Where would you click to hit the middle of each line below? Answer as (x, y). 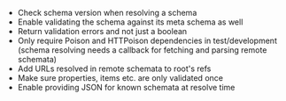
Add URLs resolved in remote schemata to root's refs (114, 69)
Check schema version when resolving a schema (107, 13)
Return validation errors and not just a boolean (102, 31)
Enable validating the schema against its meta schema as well (130, 22)
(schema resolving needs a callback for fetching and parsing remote (142, 50)
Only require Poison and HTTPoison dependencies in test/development (147, 40)
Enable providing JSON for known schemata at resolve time (126, 87)
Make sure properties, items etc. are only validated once (120, 78)
